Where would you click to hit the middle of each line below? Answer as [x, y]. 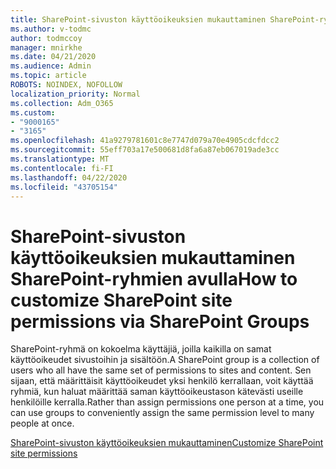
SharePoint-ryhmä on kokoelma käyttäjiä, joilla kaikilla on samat [141, 349]
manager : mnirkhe [46, 47]
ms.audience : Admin [51, 66]
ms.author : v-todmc [51, 29]
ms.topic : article [48, 76]
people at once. [42, 423]
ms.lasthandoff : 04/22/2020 [69, 177]
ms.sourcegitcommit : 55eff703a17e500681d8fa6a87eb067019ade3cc [145, 150]
